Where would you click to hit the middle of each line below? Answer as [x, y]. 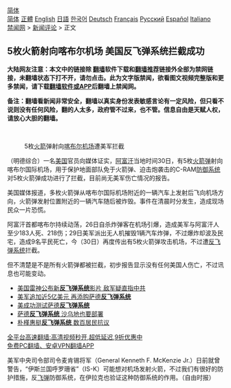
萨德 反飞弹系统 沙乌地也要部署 [60, 314]
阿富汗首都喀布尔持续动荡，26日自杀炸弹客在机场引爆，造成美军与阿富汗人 [113, 224]
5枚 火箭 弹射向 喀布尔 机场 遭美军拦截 [75, 146]
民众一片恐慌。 [28, 209]
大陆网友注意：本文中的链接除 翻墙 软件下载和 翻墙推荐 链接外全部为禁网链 [110, 69]
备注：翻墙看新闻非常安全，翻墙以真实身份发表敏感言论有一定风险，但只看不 [115, 100]
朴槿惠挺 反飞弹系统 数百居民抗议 [63, 322]
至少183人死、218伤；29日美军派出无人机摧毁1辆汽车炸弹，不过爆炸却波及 [112, 233]
